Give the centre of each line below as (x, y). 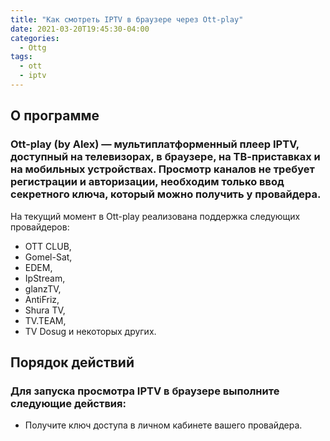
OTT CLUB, (48, 246)
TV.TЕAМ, (45, 320)
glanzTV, (43, 288)
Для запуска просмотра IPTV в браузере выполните (145, 391)
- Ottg (33, 47)
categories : (35, 38)
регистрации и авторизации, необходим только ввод (147, 182)
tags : (21, 57)
